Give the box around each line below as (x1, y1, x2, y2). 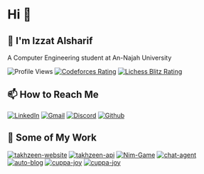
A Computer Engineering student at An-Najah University (7, 53, 172, 62)
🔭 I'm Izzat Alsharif (7, 35, 93, 47)
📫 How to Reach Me (7, 89, 99, 101)
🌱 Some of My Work (7, 131, 97, 144)
